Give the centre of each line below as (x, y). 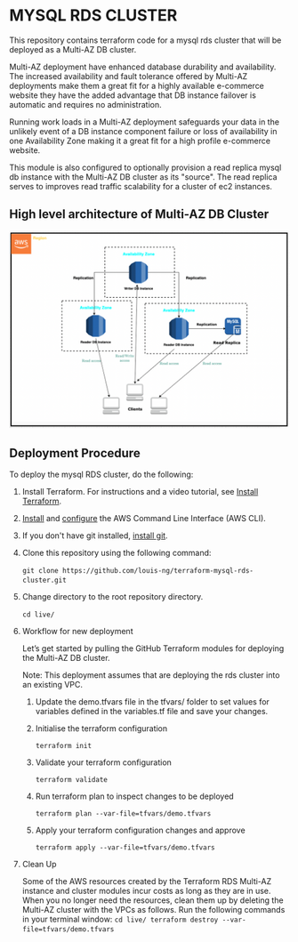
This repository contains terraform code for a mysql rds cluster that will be (145, 40)
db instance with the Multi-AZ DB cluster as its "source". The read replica (143, 177)
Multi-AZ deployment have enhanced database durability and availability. (143, 67)
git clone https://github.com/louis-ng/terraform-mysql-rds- (138, 570)
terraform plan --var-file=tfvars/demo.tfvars (123, 813)
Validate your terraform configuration (103, 762)
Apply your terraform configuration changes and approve (141, 830)
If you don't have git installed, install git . (95, 535)
